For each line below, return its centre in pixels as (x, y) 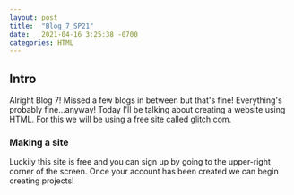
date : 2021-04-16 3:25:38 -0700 (74, 34)
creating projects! (42, 181)
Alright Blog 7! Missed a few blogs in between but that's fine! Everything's (146, 100)
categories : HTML (42, 42)
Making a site (39, 142)
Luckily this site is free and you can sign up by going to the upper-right (140, 162)
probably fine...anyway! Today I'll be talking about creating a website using (147, 110)
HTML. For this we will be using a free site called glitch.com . (121, 119)
